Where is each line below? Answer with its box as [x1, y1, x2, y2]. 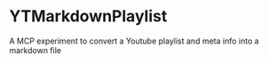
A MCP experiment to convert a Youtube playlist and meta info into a [9, 35, 259, 46]
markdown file [9, 44, 62, 55]
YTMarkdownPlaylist [9, 6, 168, 27]
